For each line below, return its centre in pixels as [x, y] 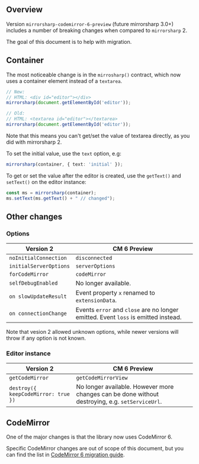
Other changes [34, 216]
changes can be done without [117, 394]
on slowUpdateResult [38, 297]
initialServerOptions [39, 266]
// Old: [16, 114]
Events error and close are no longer [127, 310]
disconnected [94, 258]
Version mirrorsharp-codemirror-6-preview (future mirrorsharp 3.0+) [90, 24]
